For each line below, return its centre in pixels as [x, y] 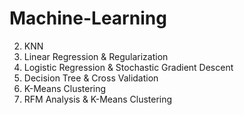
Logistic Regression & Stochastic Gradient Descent [128, 67]
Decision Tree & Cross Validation [91, 78]
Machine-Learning [88, 18]
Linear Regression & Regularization [96, 56]
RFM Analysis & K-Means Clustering [98, 99]
